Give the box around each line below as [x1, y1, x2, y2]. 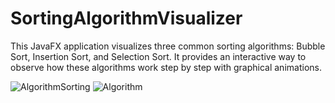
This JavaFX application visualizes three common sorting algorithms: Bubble [10, 40, 326, 52]
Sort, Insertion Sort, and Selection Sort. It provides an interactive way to [10, 50, 307, 62]
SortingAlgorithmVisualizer [10, 7, 243, 30]
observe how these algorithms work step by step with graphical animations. [10, 61, 322, 73]
